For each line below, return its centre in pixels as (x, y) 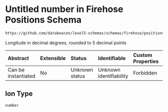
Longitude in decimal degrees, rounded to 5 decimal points (66, 42)
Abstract (18, 58)
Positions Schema (43, 20)
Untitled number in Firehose (64, 9)
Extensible (53, 58)
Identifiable (112, 58)
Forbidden (145, 72)
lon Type (19, 94)
